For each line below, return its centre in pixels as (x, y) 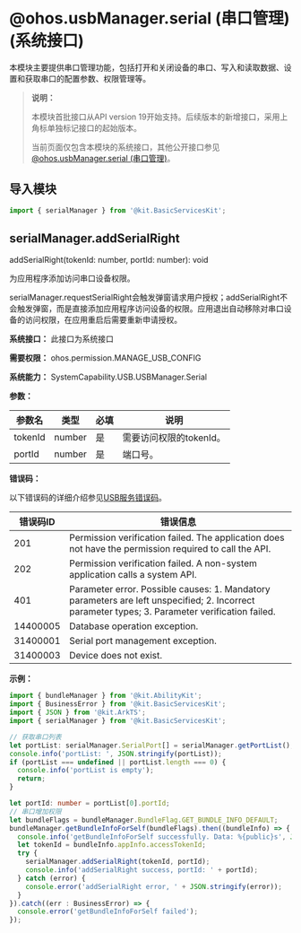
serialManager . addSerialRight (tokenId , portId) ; (118, 862)
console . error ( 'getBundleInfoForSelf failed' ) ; (108, 911)
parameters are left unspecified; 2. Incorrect (162, 600)
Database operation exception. (134, 626)
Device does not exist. (116, 656)
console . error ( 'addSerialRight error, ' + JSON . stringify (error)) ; (154, 886)
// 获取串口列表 (35, 737)
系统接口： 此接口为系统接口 (61, 339)
